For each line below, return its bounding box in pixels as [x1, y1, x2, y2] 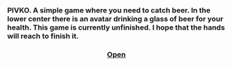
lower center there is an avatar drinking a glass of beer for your [7, 14, 224, 23]
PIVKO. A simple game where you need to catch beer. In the [7, 5, 211, 15]
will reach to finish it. [7, 31, 79, 41]
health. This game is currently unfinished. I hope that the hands [7, 23, 225, 32]
